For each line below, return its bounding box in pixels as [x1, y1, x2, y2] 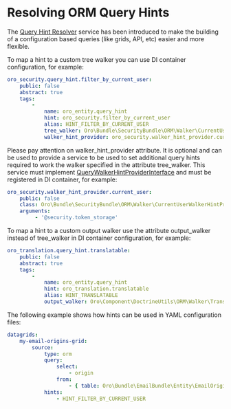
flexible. [7, 42, 30, 50]
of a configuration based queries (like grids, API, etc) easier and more [7, 34, 205, 43]
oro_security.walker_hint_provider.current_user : [7, 188, 153, 195]
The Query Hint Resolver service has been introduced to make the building [7, 27, 219, 36]
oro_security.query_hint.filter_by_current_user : [7, 76, 153, 83]
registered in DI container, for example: [7, 175, 118, 184]
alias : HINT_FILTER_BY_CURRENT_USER [43, 121, 149, 128]
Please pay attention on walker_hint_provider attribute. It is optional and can [7, 146, 222, 154]
